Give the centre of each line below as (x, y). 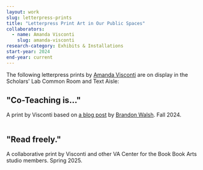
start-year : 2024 (28, 52)
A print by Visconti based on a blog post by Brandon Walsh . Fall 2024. (94, 115)
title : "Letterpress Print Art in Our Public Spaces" (76, 23)
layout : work (23, 12)
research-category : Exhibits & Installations (65, 46)
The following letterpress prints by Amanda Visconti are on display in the (97, 74)
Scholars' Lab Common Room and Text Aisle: (63, 81)
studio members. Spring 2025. (44, 161)
